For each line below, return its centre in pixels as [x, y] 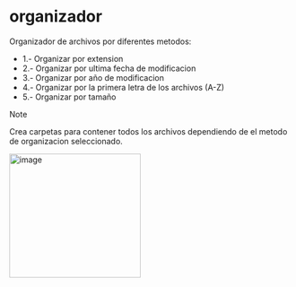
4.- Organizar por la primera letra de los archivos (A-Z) [123, 87]
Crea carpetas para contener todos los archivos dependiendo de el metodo [148, 131]
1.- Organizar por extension [73, 58]
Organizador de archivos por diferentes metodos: [100, 41]
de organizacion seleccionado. [66, 141]
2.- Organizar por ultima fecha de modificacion [109, 68]
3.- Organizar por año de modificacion [93, 77]
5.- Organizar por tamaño [69, 97]
